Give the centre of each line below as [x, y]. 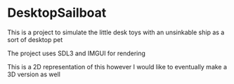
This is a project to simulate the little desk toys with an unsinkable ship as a [116, 32]
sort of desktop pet [35, 39]
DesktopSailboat [57, 13]
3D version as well [34, 74]
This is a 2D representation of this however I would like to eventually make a [117, 66]
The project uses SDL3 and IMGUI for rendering [77, 53]
